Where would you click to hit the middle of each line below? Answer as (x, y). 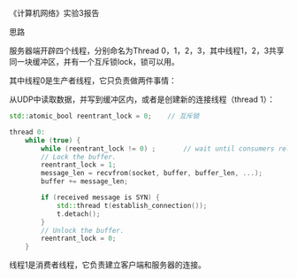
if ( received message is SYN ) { (101, 197)
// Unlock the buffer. (83, 230)
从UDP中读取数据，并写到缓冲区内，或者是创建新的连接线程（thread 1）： (142, 99)
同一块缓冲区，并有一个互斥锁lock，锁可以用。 (94, 62)
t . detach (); (78, 214)
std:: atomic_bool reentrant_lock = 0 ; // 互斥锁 (104, 116)
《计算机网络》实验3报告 (54, 13)
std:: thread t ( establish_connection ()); (132, 205)
